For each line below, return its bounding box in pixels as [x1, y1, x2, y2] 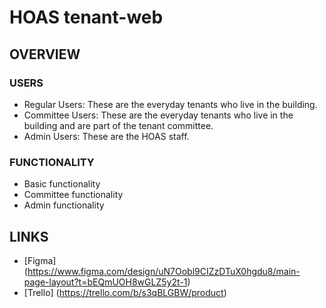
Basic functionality [23, 178, 101, 190]
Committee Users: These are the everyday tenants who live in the [23, 109, 294, 121]
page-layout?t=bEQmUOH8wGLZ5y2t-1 [23, 276, 188, 288]
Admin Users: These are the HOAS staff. [23, 130, 190, 142]
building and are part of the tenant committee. [23, 119, 214, 131]
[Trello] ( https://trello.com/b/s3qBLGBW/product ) [23, 286, 227, 298]
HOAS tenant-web [9, 6, 164, 29]
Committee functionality [23, 189, 124, 201]
